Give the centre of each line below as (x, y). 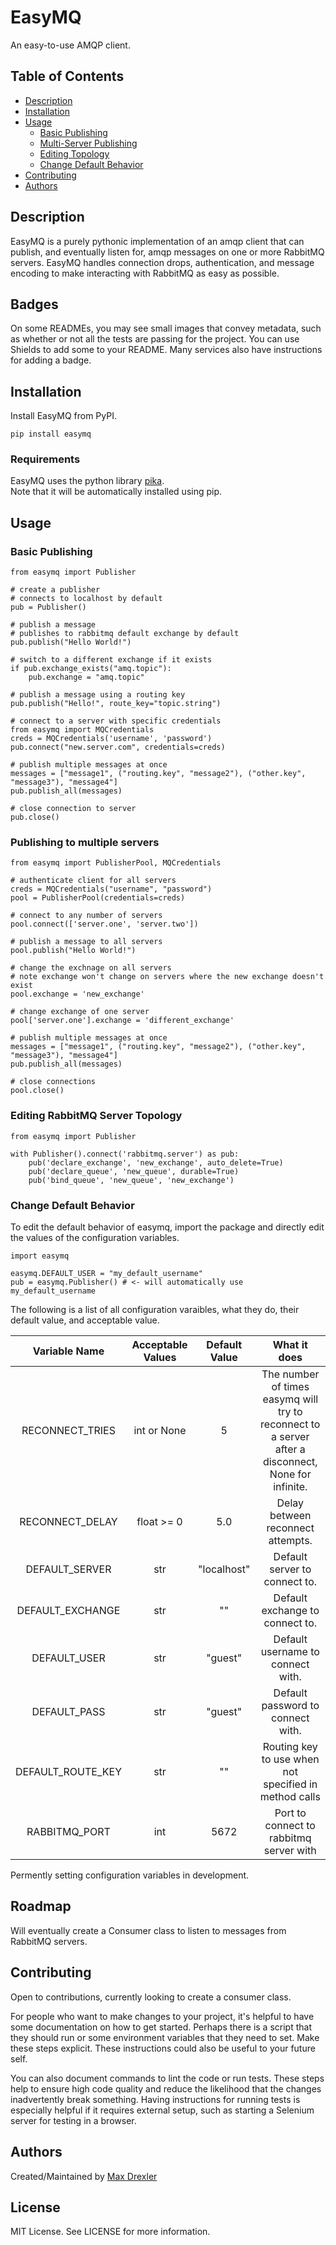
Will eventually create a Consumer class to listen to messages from (148, 1930)
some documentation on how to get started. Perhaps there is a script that (161, 2027)
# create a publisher (55, 590)
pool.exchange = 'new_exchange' (77, 994)
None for (290, 1474)
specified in (290, 1784)
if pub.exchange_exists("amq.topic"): (91, 669)
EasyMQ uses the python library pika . (87, 481)
